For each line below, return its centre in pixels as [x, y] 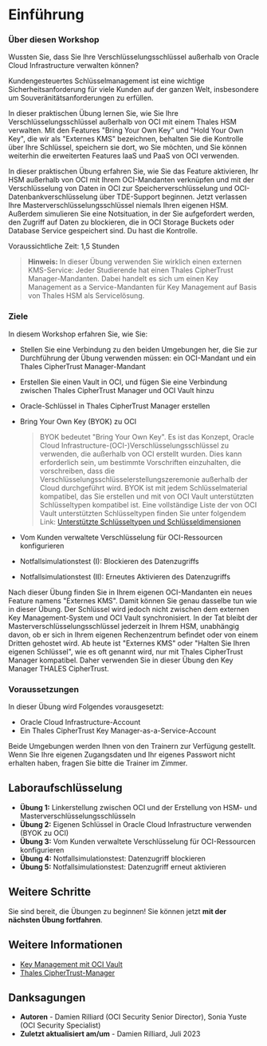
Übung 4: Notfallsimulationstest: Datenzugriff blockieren [112, 858]
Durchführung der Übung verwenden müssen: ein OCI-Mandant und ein [138, 358]
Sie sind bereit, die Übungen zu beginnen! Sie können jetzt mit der [118, 911]
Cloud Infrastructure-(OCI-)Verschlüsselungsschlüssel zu [134, 445]
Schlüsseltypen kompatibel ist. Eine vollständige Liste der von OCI [148, 504]
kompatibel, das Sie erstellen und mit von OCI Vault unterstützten [147, 496]
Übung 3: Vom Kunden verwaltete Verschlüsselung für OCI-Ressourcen [138, 841]
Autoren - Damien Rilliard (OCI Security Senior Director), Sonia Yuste [133, 1017]
